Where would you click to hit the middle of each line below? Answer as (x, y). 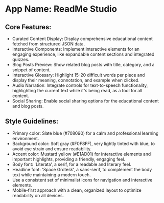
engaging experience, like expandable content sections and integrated (83, 54)
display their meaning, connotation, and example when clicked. (76, 80)
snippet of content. (31, 70)
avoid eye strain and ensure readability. (52, 149)
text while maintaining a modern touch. (51, 175)
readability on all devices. (38, 195)
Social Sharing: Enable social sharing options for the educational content (85, 101)
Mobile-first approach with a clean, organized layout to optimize (77, 190)
